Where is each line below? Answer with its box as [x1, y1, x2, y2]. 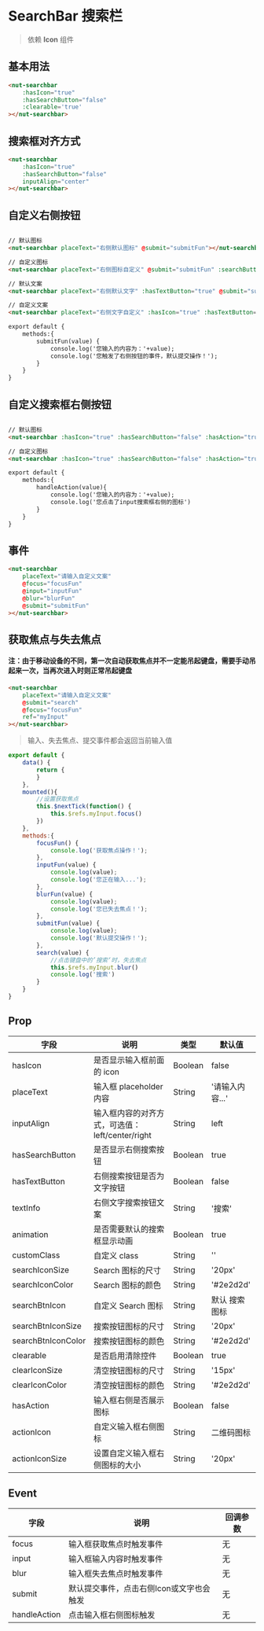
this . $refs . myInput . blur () [49, 963, 139, 971]
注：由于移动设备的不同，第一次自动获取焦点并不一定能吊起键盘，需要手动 [8, 656, 249, 665]
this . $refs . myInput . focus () [49, 810, 143, 818]
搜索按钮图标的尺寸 [93, 1320, 165, 1331]
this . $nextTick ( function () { [36, 803, 132, 811]
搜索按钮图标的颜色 [93, 1335, 165, 1346]
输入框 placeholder [93, 1081, 163, 1092]
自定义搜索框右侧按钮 [8, 398, 112, 411]
